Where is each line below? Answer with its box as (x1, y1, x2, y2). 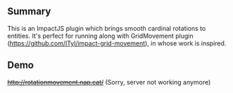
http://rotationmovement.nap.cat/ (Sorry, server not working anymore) (7, 78, 211, 86)
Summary (7, 6, 51, 17)
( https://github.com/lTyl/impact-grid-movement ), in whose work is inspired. (7, 38, 227, 48)
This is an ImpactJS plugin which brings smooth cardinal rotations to (7, 24, 206, 32)
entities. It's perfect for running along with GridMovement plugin (7, 31, 194, 40)
